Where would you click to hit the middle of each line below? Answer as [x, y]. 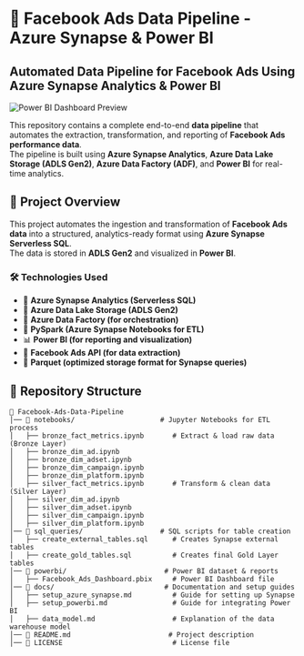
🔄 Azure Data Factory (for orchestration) [101, 320]
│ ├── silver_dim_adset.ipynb [71, 507]
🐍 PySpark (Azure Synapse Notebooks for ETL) [113, 329]
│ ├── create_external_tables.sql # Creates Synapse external [144, 539]
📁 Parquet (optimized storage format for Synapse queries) [135, 362]
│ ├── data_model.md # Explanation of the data [142, 619]
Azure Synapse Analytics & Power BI [115, 86]
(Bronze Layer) [38, 444]
